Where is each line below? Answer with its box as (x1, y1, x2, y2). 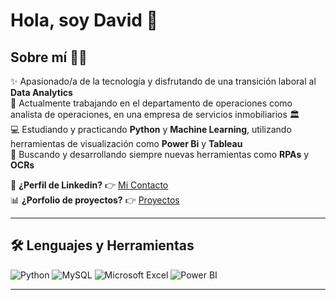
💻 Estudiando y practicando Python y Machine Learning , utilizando (10, 124, 292, 135)
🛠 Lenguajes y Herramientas (10, 237, 195, 254)
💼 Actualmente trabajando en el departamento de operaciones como (10, 97, 293, 109)
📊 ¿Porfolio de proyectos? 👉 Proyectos (10, 194, 180, 206)
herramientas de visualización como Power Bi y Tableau (10, 138, 243, 149)
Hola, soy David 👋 (10, 9, 158, 32)
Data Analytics (10, 87, 73, 98)
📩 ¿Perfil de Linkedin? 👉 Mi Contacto (10, 179, 169, 191)
